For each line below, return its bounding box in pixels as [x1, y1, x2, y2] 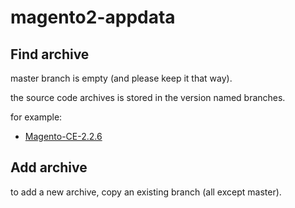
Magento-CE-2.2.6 [24, 131, 103, 142]
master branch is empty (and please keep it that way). [10, 72, 233, 84]
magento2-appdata [10, 6, 176, 29]
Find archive [10, 46, 90, 63]
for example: [10, 111, 63, 123]
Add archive [10, 159, 88, 176]
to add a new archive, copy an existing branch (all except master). [10, 186, 282, 198]
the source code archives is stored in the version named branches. [10, 92, 286, 103]
